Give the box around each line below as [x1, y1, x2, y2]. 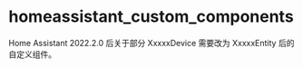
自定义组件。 [8, 48, 56, 60]
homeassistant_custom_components [8, 6, 294, 27]
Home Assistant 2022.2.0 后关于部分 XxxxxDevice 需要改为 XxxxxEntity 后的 [8, 37, 295, 48]
